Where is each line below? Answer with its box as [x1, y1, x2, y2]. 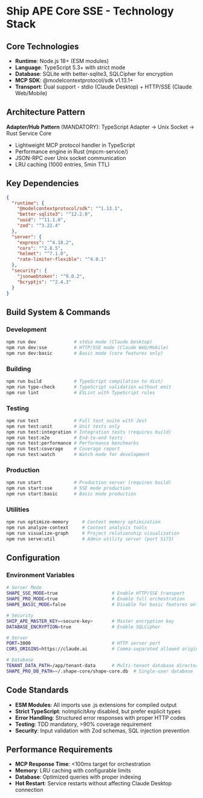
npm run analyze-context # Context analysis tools [6, 525, 147, 531]
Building [6, 364, 31, 373]
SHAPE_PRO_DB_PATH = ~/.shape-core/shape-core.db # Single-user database [6, 668, 193, 674]
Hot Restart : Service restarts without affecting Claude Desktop [14, 780, 172, 787]
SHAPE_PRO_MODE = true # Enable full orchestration [6, 596, 185, 602]
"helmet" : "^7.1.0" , [17, 250, 69, 257]
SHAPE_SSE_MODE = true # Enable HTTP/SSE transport [6, 590, 185, 597]
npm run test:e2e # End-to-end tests [6, 435, 123, 441]
